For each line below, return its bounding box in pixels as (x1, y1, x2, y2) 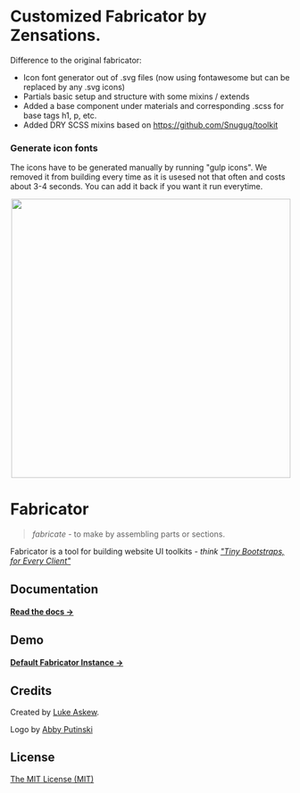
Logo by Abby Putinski (10, 723, 93, 734)
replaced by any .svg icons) (22, 81, 126, 92)
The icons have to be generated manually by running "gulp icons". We (10, 163, 267, 173)
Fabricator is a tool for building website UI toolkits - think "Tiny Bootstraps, (10, 547, 285, 557)
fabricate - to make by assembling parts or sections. (31, 529, 226, 539)
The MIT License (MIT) (10, 773, 95, 784)
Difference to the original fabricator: (10, 54, 142, 65)
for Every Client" (10, 555, 71, 566)
